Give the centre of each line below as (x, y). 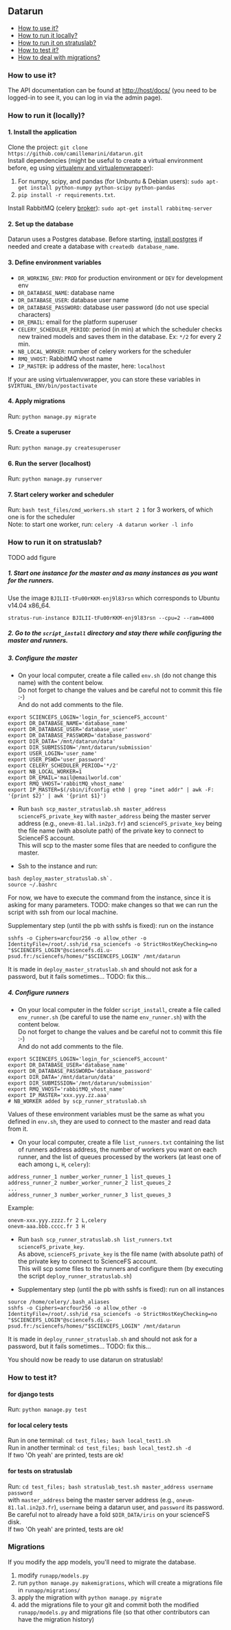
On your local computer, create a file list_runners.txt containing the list (121, 1143)
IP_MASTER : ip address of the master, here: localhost (91, 366)
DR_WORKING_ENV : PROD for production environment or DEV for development (120, 278)
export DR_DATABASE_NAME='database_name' (68, 724)
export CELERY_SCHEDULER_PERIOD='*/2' (63, 766)
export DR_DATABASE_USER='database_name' (68, 1065)
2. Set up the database (41, 224)
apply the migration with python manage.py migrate (90, 1597)
